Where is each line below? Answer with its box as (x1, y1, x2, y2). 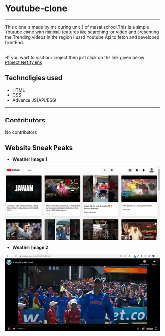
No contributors (5, 129, 37, 135)
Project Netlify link (5, 60, 43, 65)
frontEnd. (5, 39, 24, 45)
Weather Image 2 (12, 244, 48, 250)
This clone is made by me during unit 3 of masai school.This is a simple (5, 24, 149, 30)
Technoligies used (5, 74, 63, 82)
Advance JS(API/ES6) (12, 97, 56, 103)
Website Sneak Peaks (5, 143, 73, 152)
